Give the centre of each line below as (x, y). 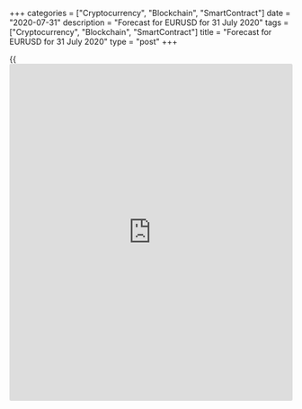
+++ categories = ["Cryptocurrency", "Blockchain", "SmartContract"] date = (150, 13)
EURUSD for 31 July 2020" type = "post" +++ (93, 41)
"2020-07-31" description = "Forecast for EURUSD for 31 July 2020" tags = (149, 22)
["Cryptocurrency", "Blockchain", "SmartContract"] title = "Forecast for (141, 32)
